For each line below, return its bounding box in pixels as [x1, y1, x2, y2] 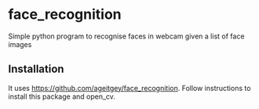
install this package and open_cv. [8, 92, 116, 101]
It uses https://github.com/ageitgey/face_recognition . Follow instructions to [8, 83, 251, 93]
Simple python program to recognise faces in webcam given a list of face [8, 31, 245, 41]
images [8, 39, 32, 49]
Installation [8, 63, 64, 76]
